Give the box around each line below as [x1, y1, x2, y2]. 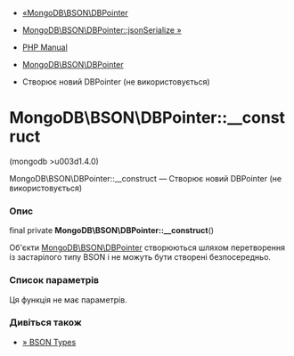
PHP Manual [21, 42, 69, 53]
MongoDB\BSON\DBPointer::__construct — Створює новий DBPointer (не [9, 173, 282, 183]
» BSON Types [21, 336, 77, 347]
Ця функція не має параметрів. [9, 294, 127, 305]
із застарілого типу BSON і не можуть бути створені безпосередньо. [9, 252, 272, 263]
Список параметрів [9, 274, 100, 287]
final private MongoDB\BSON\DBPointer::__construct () [9, 225, 215, 236]
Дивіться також [9, 316, 82, 328]
